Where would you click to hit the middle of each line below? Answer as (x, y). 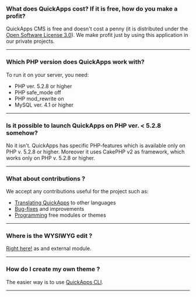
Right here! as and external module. (49, 248)
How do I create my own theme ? (53, 269)
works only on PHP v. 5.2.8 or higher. (50, 158)
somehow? (22, 132)
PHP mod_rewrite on (39, 98)
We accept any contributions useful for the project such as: (77, 192)
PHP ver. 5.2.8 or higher (43, 86)
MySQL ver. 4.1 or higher (44, 105)
